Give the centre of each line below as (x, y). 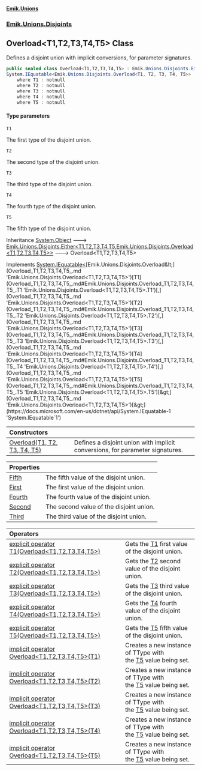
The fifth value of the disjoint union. (95, 477)
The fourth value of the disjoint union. (98, 497)
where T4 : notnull (41, 97)
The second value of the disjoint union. (100, 506)
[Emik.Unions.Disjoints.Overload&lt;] (130, 264)
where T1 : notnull (41, 80)
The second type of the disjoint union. (53, 162)
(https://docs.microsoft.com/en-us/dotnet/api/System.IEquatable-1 (89, 411)
